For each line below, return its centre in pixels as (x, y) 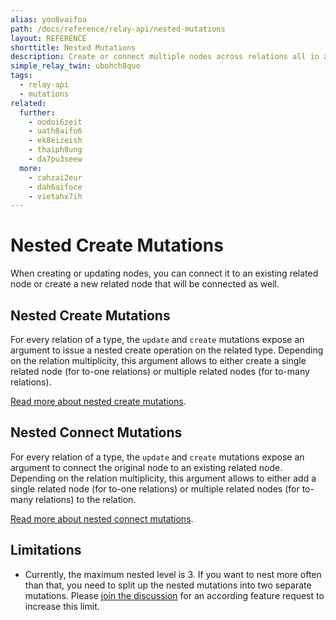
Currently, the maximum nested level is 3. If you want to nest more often (173, 574)
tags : (21, 76)
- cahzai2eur (55, 177)
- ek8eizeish (55, 141)
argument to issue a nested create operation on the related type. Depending (167, 350)
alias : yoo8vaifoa (48, 19)
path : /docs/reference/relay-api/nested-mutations (118, 29)
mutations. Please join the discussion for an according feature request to (174, 595)
